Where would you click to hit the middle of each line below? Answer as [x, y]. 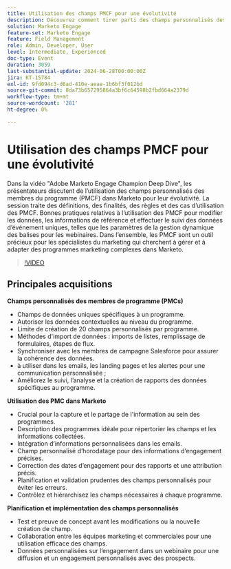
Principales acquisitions [60, 284]
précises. [30, 458]
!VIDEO [34, 262]
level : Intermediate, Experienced [57, 52]
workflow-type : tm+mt [38, 97]
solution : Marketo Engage [44, 26]
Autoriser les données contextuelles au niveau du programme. [105, 322]
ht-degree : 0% [27, 110]
